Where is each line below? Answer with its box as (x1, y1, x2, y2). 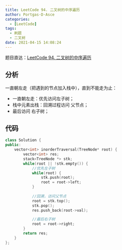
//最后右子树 (31, 217, 55, 222)
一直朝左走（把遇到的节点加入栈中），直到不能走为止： (5, 85, 117, 91)
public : (5, 143, 21, 148)
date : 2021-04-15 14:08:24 (5, 40, 61, 45)
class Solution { (5, 138, 41, 143)
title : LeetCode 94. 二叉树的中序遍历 (5, 7, 80, 13)
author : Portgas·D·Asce (5, 12, 55, 17)
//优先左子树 (31, 166, 55, 171)
